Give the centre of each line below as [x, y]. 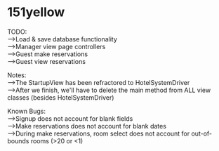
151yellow [36, 12]
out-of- [202, 133]
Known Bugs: [26, 111]
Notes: [17, 75]
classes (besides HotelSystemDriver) [61, 97]
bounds [18, 140]
